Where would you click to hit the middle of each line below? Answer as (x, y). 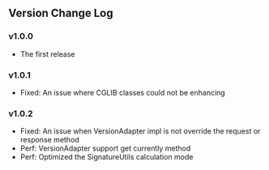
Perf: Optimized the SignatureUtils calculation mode (107, 157)
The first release (47, 54)
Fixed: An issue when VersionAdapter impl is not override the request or (140, 131)
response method (49, 140)
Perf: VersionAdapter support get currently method (105, 148)
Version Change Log (61, 13)
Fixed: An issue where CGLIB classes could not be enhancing (122, 92)
